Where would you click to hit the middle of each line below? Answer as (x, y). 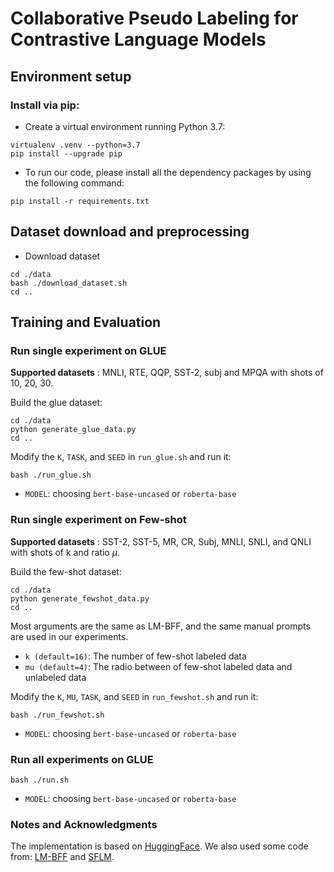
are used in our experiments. (69, 636)
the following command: (74, 183)
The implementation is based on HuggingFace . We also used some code (159, 846)
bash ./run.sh (40, 780)
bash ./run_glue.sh (51, 475)
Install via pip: (45, 105)
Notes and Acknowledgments (84, 824)
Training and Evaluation (86, 322)
